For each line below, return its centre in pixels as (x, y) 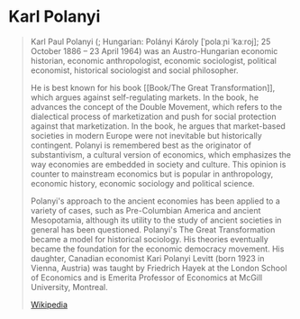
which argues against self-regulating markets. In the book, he (144, 97)
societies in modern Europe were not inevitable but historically (146, 135)
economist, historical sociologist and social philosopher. (135, 70)
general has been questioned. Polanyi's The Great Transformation (153, 229)
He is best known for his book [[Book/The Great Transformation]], (153, 87)
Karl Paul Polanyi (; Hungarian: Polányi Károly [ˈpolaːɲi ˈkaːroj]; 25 (150, 41)
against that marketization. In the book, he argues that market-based (158, 126)
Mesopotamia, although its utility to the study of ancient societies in (156, 220)
